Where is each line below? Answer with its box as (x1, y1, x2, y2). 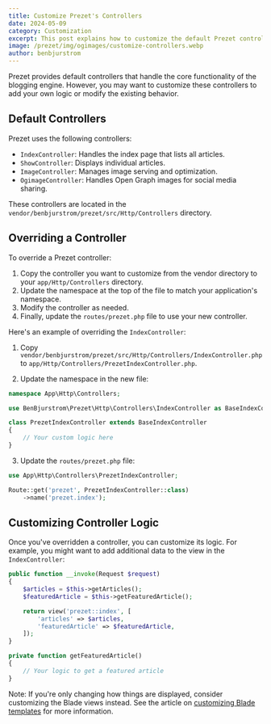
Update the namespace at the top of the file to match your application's (19, 285, 258, 295)
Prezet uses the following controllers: (8, 133, 132, 143)
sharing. (19, 183, 48, 193)
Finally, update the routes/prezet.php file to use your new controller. (19, 311, 248, 321)
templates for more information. (8, 706, 114, 716)
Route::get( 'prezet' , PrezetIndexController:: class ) (8, 486, 190, 494)
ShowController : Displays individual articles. (19, 158, 165, 167)
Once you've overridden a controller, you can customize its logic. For (8, 537, 238, 547)
